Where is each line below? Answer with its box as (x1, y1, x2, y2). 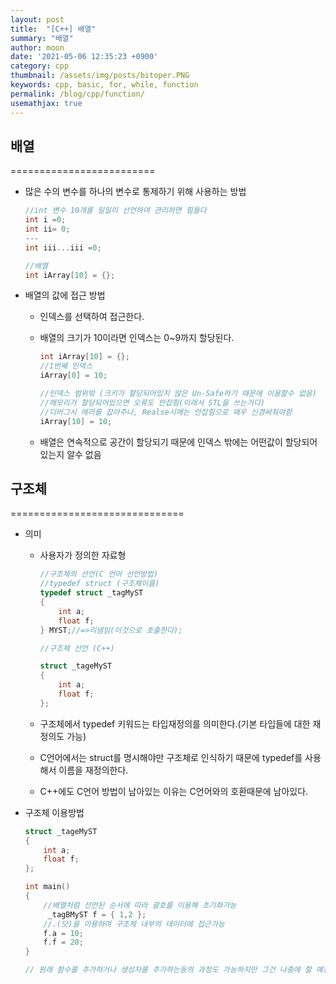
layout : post (10, 14, 65, 25)
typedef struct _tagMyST (39, 588, 144, 598)
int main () (24, 882, 71, 892)
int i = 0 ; (24, 215, 67, 225)
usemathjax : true (10, 98, 83, 108)
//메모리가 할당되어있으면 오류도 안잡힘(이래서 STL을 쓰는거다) (39, 397, 265, 408)
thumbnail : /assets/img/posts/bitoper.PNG (10, 71, 190, 81)
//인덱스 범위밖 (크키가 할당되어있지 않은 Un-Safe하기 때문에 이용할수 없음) (39, 389, 317, 399)
